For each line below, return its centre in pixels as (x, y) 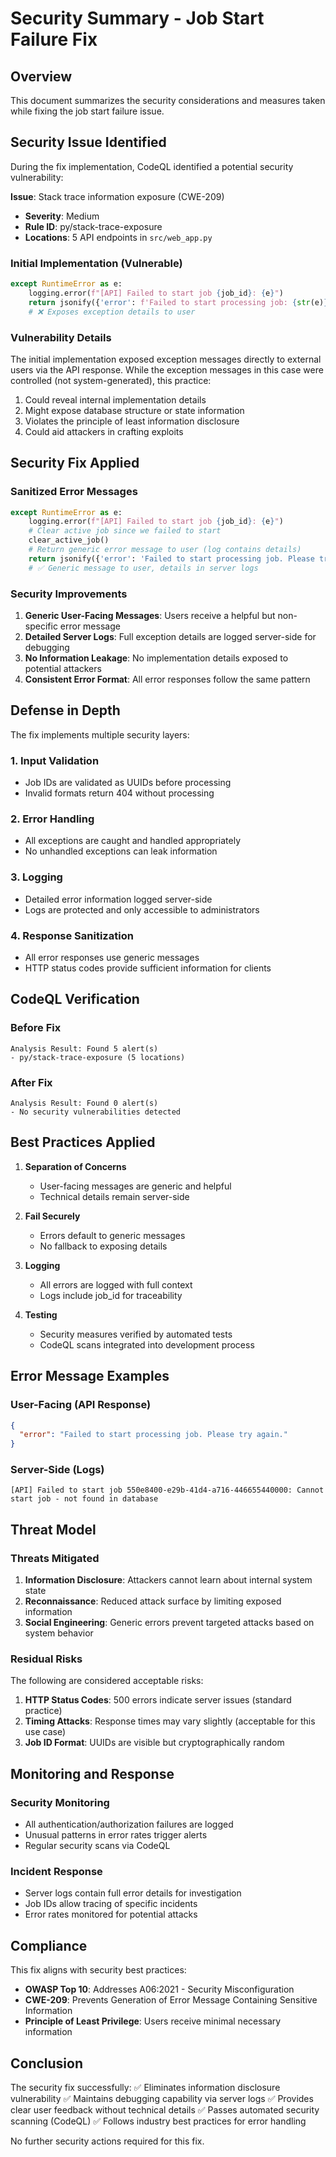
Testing (41, 1314)
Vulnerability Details (61, 337)
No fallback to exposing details (103, 1246)
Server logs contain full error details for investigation (133, 1893)
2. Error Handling (52, 819)
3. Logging (36, 877)
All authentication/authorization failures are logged (129, 1824)
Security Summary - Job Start (137, 18)
